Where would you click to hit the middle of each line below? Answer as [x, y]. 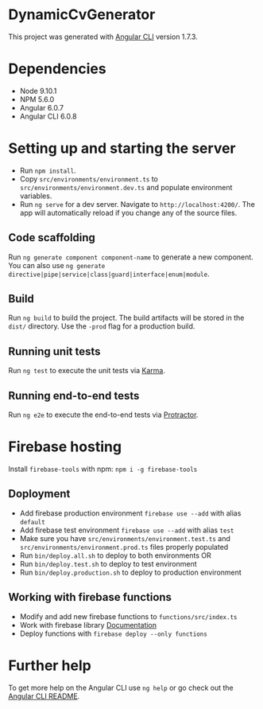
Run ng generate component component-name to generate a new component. [131, 257]
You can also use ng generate [57, 265]
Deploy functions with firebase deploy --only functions [114, 633]
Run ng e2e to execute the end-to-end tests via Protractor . [103, 415]
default [32, 522]
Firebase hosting [65, 447]
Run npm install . [48, 170]
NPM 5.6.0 [37, 99]
